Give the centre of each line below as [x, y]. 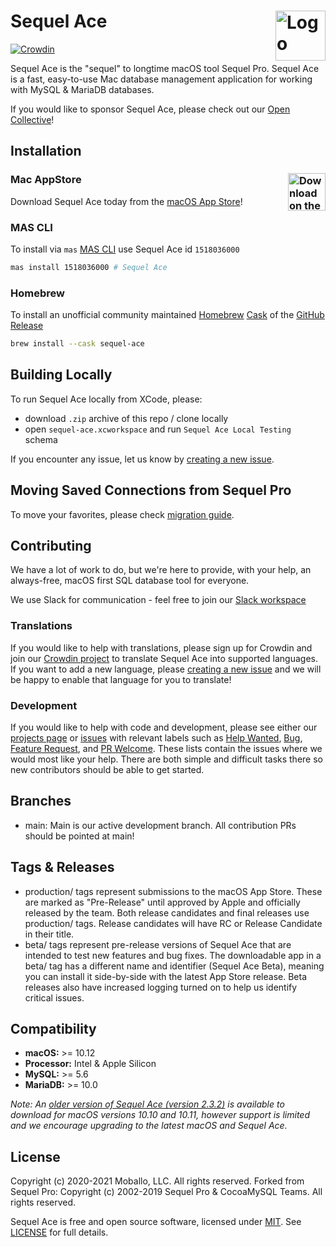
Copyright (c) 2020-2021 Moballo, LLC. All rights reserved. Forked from [157, 1181]
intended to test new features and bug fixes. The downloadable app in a [173, 955]
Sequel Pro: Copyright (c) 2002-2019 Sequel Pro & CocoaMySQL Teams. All [166, 1192]
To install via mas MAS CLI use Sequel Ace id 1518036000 [125, 249]
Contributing [51, 545]
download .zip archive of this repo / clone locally [126, 418]
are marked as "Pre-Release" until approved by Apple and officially [162, 902]
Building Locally [61, 375]
